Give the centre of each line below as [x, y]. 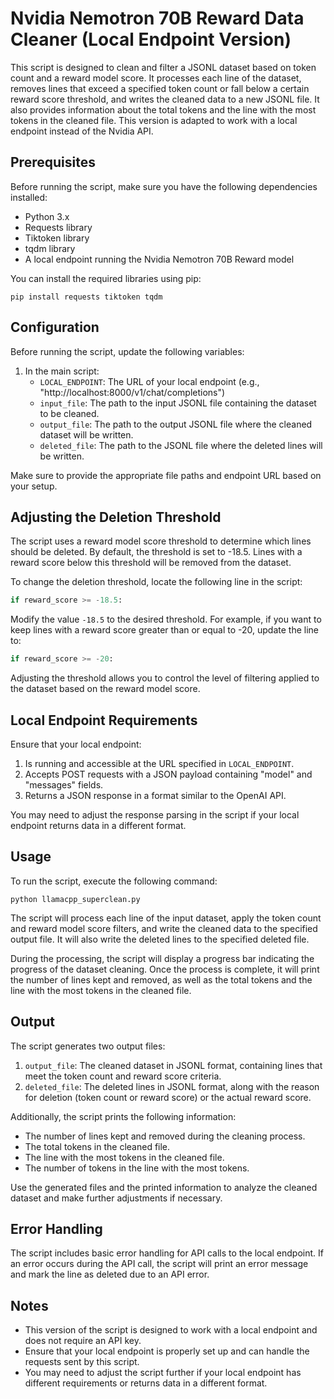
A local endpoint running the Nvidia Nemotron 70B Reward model [159, 259]
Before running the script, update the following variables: [127, 351]
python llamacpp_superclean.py [75, 899]
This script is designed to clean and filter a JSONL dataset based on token [163, 67]
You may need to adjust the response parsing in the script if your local [155, 814]
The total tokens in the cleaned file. [97, 1146]
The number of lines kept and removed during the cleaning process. [165, 1136]
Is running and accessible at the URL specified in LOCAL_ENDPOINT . [159, 763]
